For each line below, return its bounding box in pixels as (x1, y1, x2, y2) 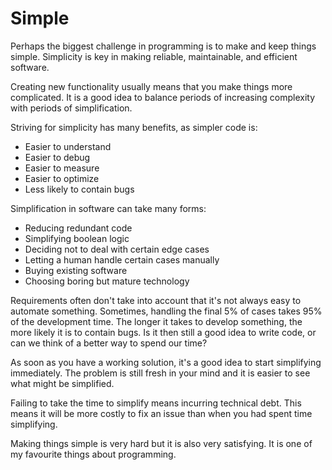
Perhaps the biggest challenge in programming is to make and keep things (10, 40, 317, 52)
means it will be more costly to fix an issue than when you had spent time (10, 407, 313, 419)
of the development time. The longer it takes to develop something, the (10, 315, 303, 327)
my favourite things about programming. (10, 448, 177, 460)
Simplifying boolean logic (24, 232, 130, 244)
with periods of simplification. (10, 102, 133, 114)
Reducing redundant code (24, 222, 133, 234)
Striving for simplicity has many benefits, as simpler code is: (10, 121, 258, 133)
